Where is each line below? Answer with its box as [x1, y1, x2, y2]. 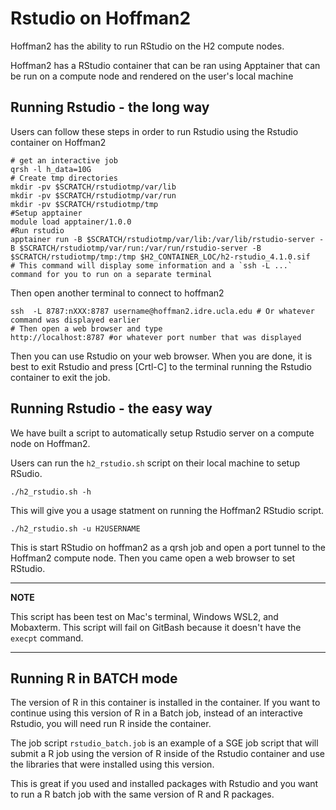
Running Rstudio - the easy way [10, 400, 213, 417]
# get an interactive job [10, 155, 118, 166]
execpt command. [10, 632, 84, 644]
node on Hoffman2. [10, 437, 91, 449]
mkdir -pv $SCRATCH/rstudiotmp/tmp [10, 199, 159, 209]
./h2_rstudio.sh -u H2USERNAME [10, 523, 141, 534]
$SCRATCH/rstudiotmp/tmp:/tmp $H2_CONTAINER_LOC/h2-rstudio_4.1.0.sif [10, 252, 311, 262]
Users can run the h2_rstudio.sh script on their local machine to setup [10, 457, 301, 469]
